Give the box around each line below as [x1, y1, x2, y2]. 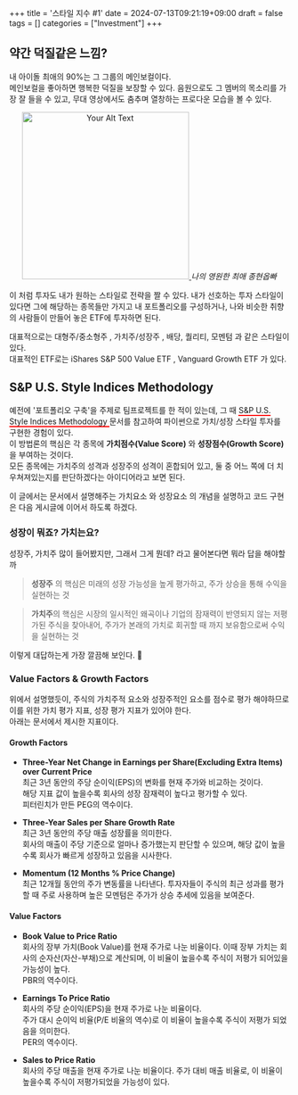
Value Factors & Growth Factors [9, 672, 149, 684]
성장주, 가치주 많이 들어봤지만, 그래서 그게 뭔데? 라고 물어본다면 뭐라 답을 [9, 548, 262, 559]
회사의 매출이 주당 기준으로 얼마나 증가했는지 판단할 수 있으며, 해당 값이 [21, 839, 270, 850]
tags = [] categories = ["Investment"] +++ [9, 18, 163, 29]
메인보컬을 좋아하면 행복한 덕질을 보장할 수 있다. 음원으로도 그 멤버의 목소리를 [9, 82, 278, 93]
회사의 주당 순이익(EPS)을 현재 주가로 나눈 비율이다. [21, 1003, 202, 1014]
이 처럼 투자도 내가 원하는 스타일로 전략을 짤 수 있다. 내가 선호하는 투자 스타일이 [9, 289, 285, 301]
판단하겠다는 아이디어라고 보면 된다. [61, 471, 186, 482]
